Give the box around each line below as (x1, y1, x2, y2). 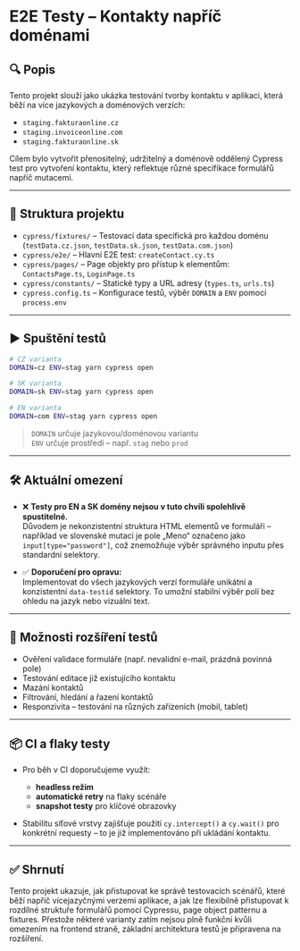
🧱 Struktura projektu (9, 206, 125, 222)
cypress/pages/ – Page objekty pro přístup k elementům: (21, 258, 230, 269)
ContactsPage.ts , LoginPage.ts (21, 268, 136, 279)
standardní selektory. (21, 549, 101, 560)
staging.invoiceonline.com (21, 128, 123, 137)
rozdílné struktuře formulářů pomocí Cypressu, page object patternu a (9, 905, 268, 915)
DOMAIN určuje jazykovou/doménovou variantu (30, 427, 199, 439)
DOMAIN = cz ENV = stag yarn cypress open (9, 363, 154, 372)
